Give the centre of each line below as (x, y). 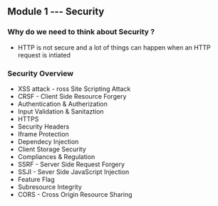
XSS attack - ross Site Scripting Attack (74, 89)
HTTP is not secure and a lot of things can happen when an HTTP (114, 47)
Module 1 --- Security (56, 12)
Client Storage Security (52, 149)
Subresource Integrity (50, 187)
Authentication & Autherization (63, 104)
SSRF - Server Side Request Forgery (71, 164)
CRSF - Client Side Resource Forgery (72, 96)
